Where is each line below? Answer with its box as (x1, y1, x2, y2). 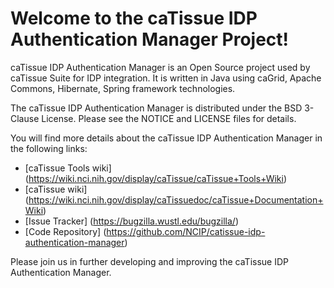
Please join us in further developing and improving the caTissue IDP (10, 255, 289, 267)
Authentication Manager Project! (10, 28, 290, 51)
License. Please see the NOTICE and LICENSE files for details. (41, 112, 297, 124)
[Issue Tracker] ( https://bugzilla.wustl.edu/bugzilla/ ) (24, 215, 239, 227)
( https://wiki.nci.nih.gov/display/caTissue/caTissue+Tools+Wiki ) (24, 172, 288, 184)
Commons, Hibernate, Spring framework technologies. (10, 82, 236, 94)
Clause (10, 112, 40, 124)
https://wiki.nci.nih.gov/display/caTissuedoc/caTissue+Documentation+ (28, 193, 324, 206)
